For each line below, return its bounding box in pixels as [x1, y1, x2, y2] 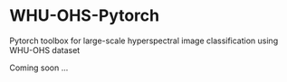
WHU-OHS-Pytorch [9, 5, 160, 26]
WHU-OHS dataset [9, 44, 81, 55]
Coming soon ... [9, 62, 69, 73]
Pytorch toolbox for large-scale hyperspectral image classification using [9, 35, 279, 46]
